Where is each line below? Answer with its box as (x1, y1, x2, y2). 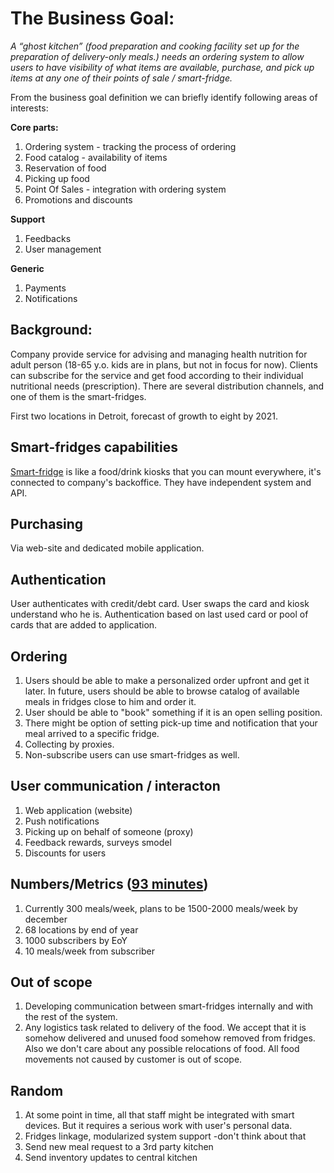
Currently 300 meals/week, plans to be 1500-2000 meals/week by (24, 902, 298, 914)
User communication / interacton (10, 778, 221, 795)
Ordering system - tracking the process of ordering (24, 140, 237, 152)
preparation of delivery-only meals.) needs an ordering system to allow (10, 50, 305, 62)
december (24, 913, 68, 925)
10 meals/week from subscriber (24, 945, 155, 957)
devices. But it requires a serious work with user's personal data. (24, 1120, 293, 1132)
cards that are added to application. (10, 619, 158, 631)
